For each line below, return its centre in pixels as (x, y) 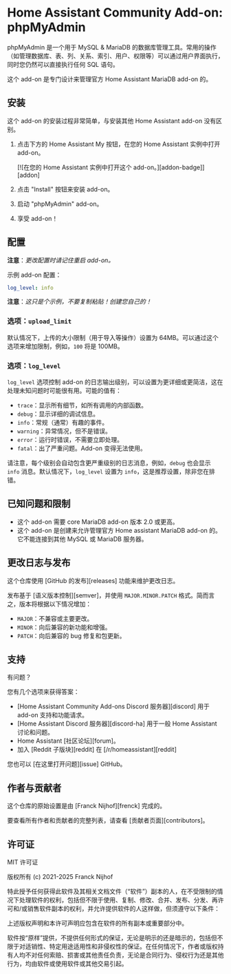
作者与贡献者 (34, 788)
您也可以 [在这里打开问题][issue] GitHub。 (67, 764)
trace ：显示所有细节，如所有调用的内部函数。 (82, 405)
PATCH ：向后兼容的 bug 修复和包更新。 (71, 635)
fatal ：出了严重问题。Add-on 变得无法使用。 (81, 448)
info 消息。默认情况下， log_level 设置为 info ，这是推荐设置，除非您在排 (111, 472)
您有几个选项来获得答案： (43, 692)
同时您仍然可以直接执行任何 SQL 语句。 (63, 64)
